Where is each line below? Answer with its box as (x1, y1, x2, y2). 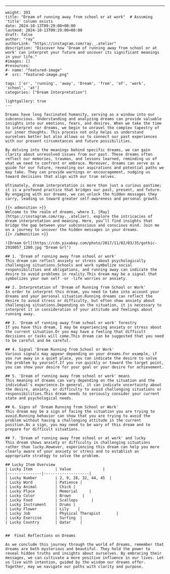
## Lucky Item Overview (5, 462, 56, 467)
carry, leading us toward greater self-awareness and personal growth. (5, 196, 159, 201)
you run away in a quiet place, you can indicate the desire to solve (5, 356, 157, 361)
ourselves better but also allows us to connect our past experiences (5, 134, 157, 139)
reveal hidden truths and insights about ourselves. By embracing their (5, 551, 162, 556)
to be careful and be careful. (5, 338, 71, 343)
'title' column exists (5, 19, 53, 24)
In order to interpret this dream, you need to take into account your (5, 289, 159, 294)
